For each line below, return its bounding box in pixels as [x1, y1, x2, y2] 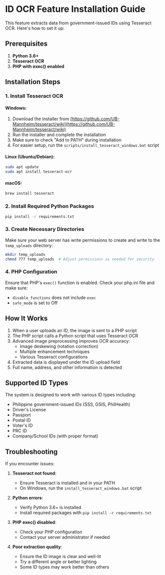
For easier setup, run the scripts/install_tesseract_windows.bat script [12, 143, 160, 148]
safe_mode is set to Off [12, 299, 58, 306]
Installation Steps [5, 78, 61, 86]
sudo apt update [5, 165, 39, 170]
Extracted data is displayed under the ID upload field [12, 359, 120, 365]
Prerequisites [5, 40, 48, 48]
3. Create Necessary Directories [5, 226, 84, 233]
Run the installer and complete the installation [12, 132, 106, 138]
